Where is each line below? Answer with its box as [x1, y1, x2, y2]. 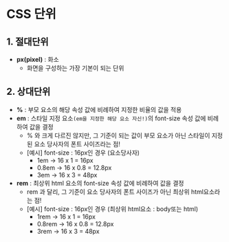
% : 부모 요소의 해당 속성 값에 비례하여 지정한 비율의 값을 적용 [16, 105, 182, 113]
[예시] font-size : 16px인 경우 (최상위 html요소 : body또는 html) [26, 204, 199, 213]
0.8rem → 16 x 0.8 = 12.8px [36, 219, 114, 228]
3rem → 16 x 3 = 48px [36, 227, 100, 235]
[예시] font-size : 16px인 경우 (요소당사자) [26, 148, 140, 157]
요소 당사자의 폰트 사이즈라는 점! [34, 140, 121, 148]
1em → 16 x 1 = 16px [36, 156, 94, 164]
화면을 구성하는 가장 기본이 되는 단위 [26, 64, 124, 72]
